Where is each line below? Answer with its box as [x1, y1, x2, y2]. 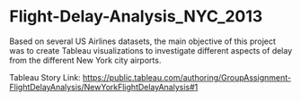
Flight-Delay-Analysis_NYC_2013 [9, 6, 263, 27]
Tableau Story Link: [9, 72, 81, 82]
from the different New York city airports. [9, 55, 162, 65]
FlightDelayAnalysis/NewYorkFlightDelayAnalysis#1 [9, 81, 199, 92]
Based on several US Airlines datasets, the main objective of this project [9, 36, 277, 46]
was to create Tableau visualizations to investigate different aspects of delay [9, 45, 293, 55]
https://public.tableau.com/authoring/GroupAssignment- [82, 72, 292, 82]
